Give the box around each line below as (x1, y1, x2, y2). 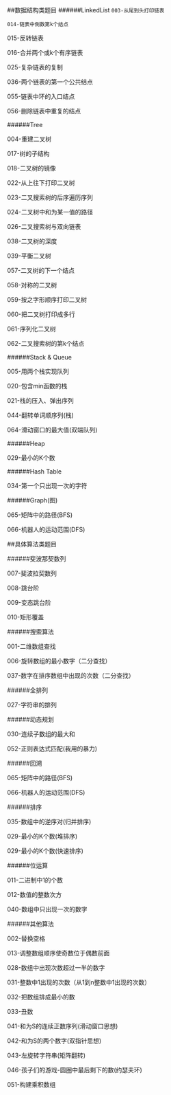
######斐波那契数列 (7, 555, 66, 562)
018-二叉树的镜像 (7, 164, 56, 172)
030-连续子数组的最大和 (7, 730, 75, 738)
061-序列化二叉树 (7, 325, 56, 333)
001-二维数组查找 (7, 642, 56, 650)
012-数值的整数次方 (7, 891, 62, 898)
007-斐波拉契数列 (7, 569, 57, 577)
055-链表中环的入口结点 (7, 92, 75, 100)
